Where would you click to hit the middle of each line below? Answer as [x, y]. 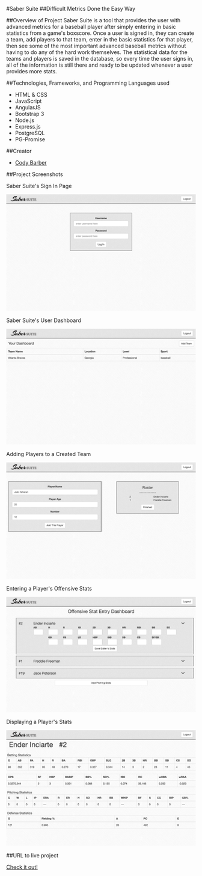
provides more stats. [32, 71]
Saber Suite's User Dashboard [44, 320]
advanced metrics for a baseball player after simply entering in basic [91, 27]
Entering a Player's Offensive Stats [49, 588]
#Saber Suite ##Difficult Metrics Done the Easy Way [71, 9]
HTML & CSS [31, 95]
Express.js [28, 126]
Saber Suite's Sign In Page [39, 186]
